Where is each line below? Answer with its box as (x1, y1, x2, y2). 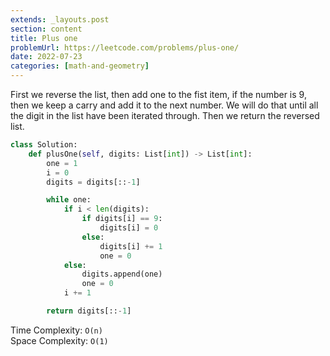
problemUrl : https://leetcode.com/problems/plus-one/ (10, 42, 240, 53)
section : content (10, 24, 83, 34)
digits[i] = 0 (99, 223, 159, 233)
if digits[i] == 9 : (81, 214, 163, 224)
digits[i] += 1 (99, 241, 163, 251)
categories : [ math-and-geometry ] (10, 61, 150, 71)
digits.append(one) (81, 269, 163, 280)
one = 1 (46, 158, 78, 168)
